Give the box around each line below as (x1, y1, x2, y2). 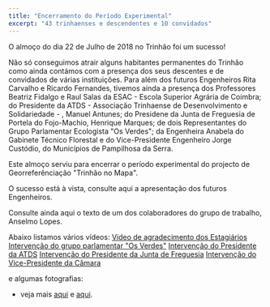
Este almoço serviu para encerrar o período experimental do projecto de (8, 159, 250, 168)
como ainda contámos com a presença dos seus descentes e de (8, 66, 225, 75)
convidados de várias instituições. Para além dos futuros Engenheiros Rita (8, 75, 257, 84)
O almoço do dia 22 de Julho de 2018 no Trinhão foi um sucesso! (8, 41, 226, 51)
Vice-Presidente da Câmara (8, 258, 101, 267)
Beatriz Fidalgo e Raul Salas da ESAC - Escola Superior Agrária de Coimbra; (8, 92, 262, 101)
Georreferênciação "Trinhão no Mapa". (8, 168, 139, 177)
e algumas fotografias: (8, 273, 84, 284)
